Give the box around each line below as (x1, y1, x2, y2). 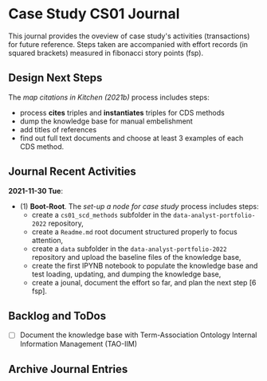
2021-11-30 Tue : (8, 186, 64, 195)
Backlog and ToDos (8, 308, 106, 323)
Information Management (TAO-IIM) (19, 340, 138, 349)
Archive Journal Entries (8, 362, 128, 375)
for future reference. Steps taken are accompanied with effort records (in (8, 39, 249, 49)
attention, (31, 235, 64, 245)
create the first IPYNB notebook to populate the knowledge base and (31, 261, 258, 270)
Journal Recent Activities (8, 165, 137, 179)
